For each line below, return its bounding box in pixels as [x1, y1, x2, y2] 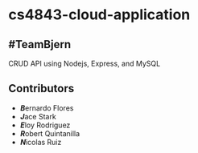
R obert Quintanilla [19, 128, 80, 138]
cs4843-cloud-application [8, 6, 191, 24]
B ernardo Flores [19, 103, 74, 113]
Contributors [8, 82, 75, 95]
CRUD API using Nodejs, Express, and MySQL [8, 58, 161, 68]
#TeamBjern [8, 38, 71, 51]
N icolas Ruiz [19, 137, 62, 147]
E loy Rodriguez [19, 120, 71, 130]
